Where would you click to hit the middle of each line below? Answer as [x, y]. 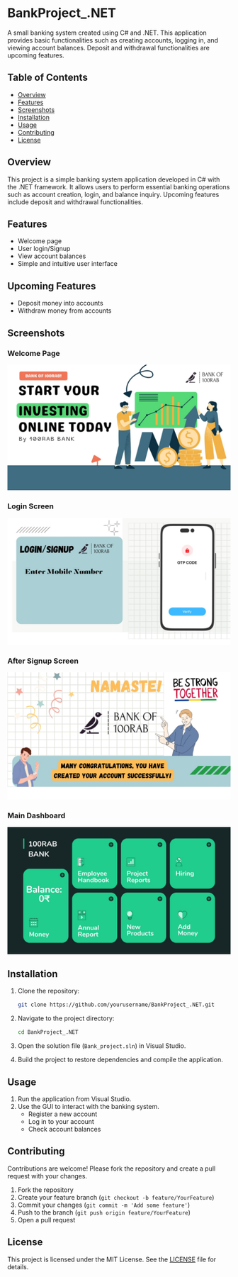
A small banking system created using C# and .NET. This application [107, 33]
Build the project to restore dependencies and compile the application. [120, 1060]
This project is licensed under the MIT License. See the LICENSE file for [112, 1259]
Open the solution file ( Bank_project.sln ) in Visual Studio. [102, 1046]
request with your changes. [47, 1176]
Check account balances [64, 1129]
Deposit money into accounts [61, 303]
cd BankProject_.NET [48, 1032]
